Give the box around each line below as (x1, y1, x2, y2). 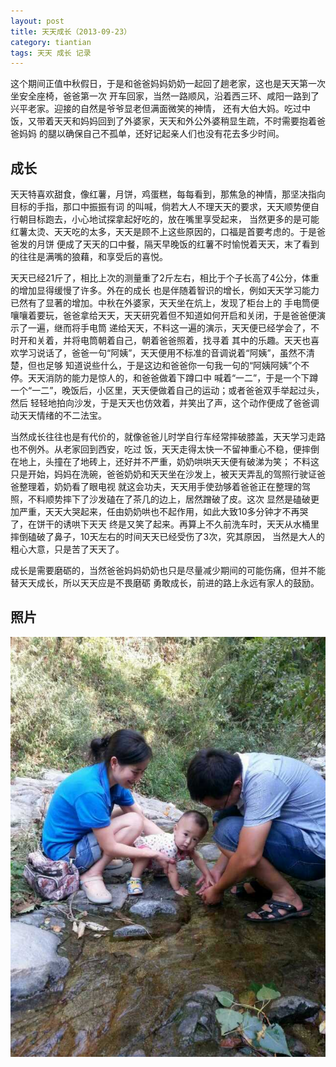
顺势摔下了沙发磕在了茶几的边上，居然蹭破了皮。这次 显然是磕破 (44, 493, 311, 505)
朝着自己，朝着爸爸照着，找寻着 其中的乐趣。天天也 (97, 335, 311, 347)
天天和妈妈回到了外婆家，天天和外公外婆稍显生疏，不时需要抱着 (53, 115, 317, 127)
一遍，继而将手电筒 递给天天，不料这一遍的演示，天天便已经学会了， (27, 322, 311, 334)
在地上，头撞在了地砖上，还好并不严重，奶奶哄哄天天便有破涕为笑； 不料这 (10, 456, 320, 468)
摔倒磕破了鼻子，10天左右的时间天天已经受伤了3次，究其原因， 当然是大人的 (10, 531, 326, 543)
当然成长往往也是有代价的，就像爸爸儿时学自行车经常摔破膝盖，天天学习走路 (10, 431, 326, 443)
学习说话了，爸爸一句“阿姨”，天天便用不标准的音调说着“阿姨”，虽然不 (18, 347, 307, 359)
